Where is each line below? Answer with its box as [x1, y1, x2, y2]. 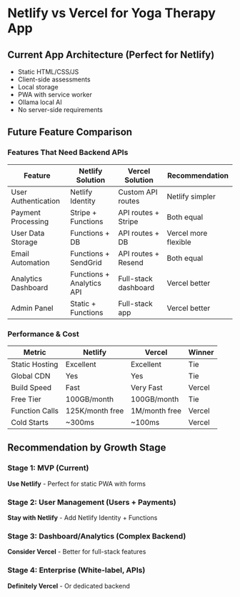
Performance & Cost [7, 328, 80, 338]
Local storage [17, 83, 59, 91]
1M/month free [131, 406, 182, 416]
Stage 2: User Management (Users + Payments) [7, 497, 176, 507]
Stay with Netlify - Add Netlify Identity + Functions [7, 513, 158, 522]
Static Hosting [11, 359, 59, 369]
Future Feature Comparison [7, 126, 133, 139]
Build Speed [11, 382, 52, 392]
